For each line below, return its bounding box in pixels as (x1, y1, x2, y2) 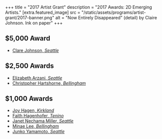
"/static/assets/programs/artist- (81, 9, 146, 15)
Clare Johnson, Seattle (12, 47, 59, 53)
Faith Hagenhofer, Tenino (12, 113, 64, 119)
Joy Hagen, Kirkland (12, 107, 54, 113)
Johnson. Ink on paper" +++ (5, 20, 63, 26)
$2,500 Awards (5, 62, 54, 70)
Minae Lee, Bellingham (12, 123, 59, 129)
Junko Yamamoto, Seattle (12, 129, 65, 135)
